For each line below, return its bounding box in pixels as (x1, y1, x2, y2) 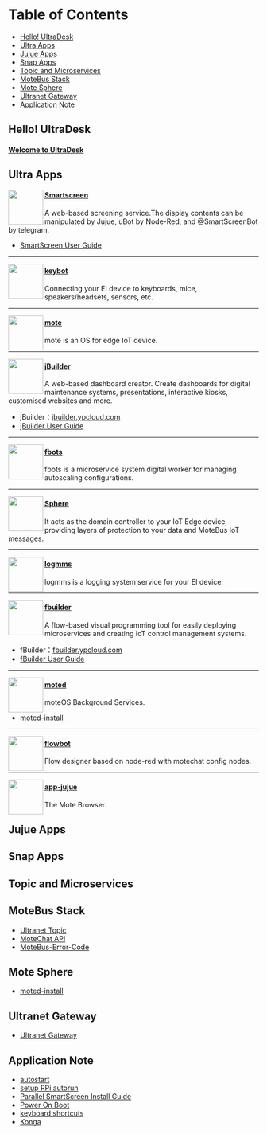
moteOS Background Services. (44, 698, 145, 707)
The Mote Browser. (44, 800, 107, 809)
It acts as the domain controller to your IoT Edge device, (44, 516, 228, 526)
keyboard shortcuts (19, 1109, 84, 1118)
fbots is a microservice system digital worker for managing (44, 464, 237, 475)
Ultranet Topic (19, 925, 67, 935)
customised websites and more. (8, 396, 113, 405)
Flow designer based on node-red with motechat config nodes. (44, 757, 252, 766)
